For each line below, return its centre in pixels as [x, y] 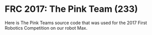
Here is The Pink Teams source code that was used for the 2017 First [76, 23]
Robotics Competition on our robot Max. [46, 28]
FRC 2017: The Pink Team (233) [71, 9]
